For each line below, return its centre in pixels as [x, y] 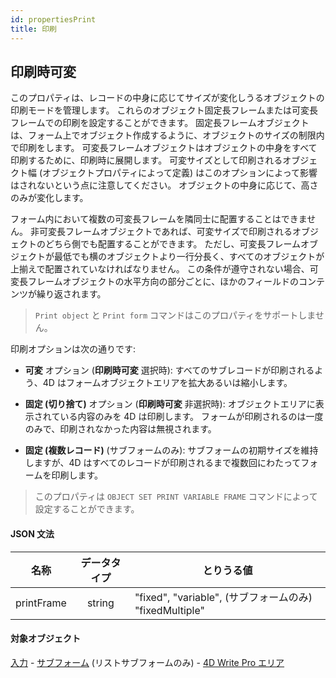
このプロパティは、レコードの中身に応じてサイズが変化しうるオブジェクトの [167, 98]
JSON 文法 [32, 533]
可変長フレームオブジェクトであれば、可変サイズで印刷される [165, 232]
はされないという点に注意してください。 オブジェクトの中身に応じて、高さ [164, 185]
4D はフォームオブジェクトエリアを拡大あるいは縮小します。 [167, 383]
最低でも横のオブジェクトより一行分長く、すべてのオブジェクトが [189, 257]
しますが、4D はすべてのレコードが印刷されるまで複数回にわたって [163, 463]
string [100, 603]
